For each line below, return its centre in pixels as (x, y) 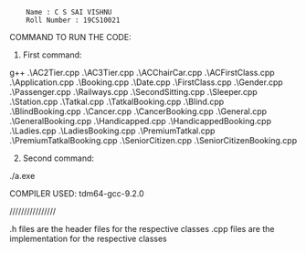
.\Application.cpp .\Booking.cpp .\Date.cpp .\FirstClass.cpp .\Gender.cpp (146, 82)
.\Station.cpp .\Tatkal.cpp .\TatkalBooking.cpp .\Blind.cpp (117, 101)
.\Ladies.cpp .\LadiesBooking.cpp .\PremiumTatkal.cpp (112, 131)
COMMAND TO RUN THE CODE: (70, 37)
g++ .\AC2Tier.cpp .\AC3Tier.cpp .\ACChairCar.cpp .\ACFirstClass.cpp (142, 73)
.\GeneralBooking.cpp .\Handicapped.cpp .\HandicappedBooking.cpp (141, 121)
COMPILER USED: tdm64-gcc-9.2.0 (77, 194)
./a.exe (22, 176)
